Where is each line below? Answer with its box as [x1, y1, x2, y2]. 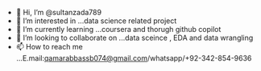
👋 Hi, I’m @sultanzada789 [15, 8, 102, 17]
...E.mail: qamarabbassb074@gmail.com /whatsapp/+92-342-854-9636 [15, 53, 252, 63]
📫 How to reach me [15, 42, 83, 51]
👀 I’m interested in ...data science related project [15, 16, 177, 26]
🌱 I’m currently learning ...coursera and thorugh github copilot [15, 25, 222, 34]
